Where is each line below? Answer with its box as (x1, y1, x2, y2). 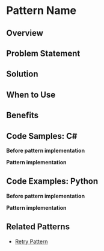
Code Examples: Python (6, 176, 98, 187)
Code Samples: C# (6, 131, 78, 141)
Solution (6, 69, 38, 79)
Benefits (6, 110, 39, 121)
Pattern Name (6, 4, 77, 18)
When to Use (6, 89, 56, 100)
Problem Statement (6, 48, 81, 58)
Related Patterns (6, 222, 70, 232)
